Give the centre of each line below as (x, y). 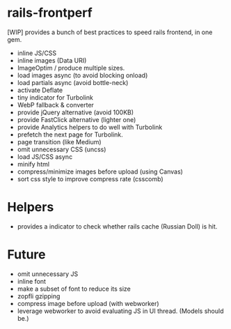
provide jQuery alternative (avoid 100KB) (75, 112)
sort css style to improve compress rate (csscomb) (90, 178)
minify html (33, 164)
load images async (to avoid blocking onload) (82, 75)
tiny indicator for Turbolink (55, 97)
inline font (32, 281)
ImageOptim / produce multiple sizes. (71, 68)
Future (27, 255)
